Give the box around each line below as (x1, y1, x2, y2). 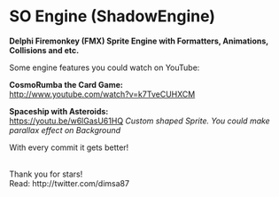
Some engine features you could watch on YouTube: (9, 62, 200, 73)
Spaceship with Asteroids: (9, 106, 109, 116)
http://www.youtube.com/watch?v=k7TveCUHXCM (9, 89, 196, 99)
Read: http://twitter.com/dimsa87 (9, 177, 130, 188)
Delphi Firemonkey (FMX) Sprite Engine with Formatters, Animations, (9, 35, 268, 46)
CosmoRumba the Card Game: (9, 79, 124, 90)
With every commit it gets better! (9, 142, 129, 153)
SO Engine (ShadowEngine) (9, 6, 215, 27)
